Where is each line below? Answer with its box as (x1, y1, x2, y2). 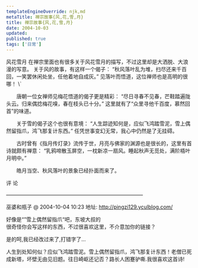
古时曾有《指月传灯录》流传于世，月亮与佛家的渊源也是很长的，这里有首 (16, 139, 192, 147)
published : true (6, 36, 46, 42)
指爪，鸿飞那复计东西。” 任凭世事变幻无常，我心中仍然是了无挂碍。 (16, 127, 178, 134)
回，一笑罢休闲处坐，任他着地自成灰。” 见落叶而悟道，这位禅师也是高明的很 (6, 73, 189, 80)
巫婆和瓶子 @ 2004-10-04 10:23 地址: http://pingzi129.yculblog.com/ (6, 203, 173, 210)
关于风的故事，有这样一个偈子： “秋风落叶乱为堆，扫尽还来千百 (33, 65, 187, 72)
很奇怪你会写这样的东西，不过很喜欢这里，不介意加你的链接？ (6, 223, 156, 230)
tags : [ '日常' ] (6, 42, 42, 48)
